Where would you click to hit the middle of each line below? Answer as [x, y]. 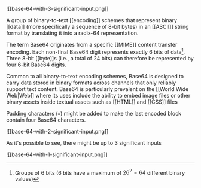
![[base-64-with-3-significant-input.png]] [57, 9]
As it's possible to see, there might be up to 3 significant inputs [84, 142]
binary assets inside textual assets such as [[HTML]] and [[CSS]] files [92, 102]
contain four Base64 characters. [46, 120]
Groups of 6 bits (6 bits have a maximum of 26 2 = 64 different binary [100, 172]
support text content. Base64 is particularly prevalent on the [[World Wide [98, 89]
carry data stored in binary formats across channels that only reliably [91, 83]
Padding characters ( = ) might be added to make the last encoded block [94, 113]
